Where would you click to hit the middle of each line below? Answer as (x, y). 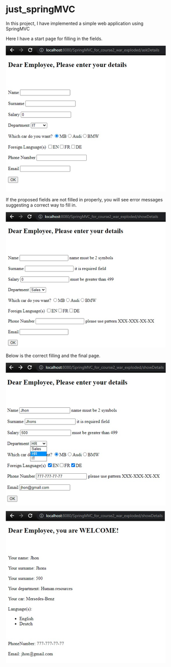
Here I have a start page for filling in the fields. (54, 39)
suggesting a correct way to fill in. (41, 205)
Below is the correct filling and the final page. (53, 356)
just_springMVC (41, 9)
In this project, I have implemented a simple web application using (75, 23)
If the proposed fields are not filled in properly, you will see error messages (84, 200)
